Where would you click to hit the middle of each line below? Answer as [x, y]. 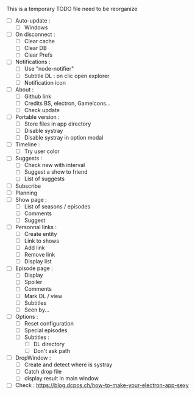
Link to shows [42, 241]
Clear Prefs [38, 55]
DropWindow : [33, 358]
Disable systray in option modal [64, 138]
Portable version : [37, 117]
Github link [38, 96]
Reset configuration [49, 323]
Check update [42, 110]
